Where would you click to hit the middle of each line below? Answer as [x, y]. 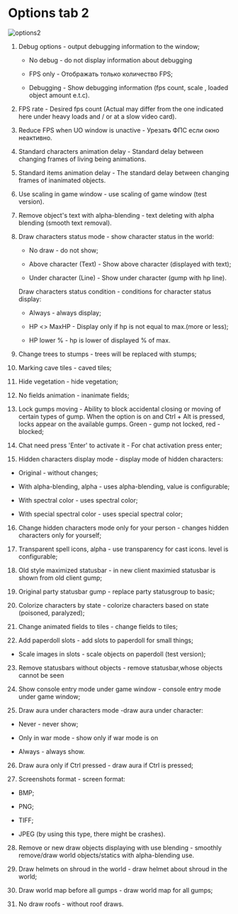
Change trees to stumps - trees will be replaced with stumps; [107, 354]
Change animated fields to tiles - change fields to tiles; [98, 626]
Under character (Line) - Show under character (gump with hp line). [128, 277]
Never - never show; [48, 724]
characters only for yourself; [60, 535]
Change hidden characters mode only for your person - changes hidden [123, 528]
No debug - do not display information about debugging [110, 60]
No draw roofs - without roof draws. [71, 904]
